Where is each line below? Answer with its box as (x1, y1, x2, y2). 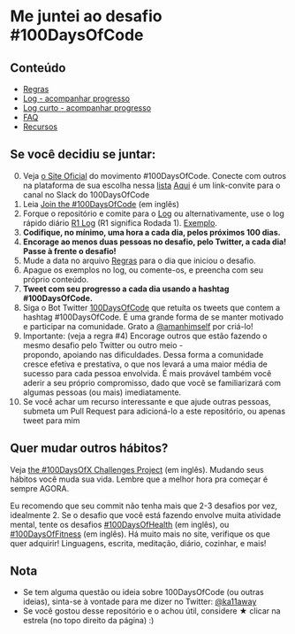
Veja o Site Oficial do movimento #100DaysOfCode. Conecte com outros (22, 170, 286, 181)
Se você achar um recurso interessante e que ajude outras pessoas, (22, 396, 272, 406)
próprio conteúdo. (22, 274, 89, 284)
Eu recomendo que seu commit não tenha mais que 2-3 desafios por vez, (10, 500, 277, 511)
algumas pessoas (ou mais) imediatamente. (22, 387, 182, 398)
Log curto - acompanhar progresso (22, 103, 152, 112)
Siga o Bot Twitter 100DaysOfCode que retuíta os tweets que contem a (22, 302, 281, 313)
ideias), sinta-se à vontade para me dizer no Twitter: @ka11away (22, 596, 257, 607)
